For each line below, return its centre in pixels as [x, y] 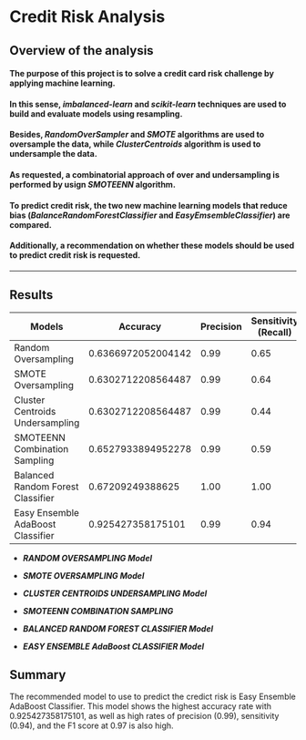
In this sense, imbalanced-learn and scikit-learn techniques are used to [148, 104]
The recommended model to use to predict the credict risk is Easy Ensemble [153, 697]
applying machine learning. [62, 83]
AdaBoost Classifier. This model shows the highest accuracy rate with [140, 706]
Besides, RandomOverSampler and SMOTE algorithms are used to [137, 135]
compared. [31, 224]
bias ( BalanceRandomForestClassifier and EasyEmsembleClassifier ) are [150, 215]
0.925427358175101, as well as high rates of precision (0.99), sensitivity [144, 716]
